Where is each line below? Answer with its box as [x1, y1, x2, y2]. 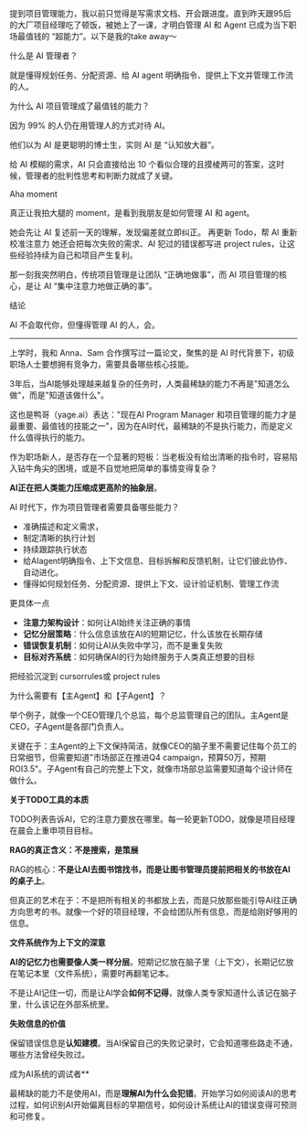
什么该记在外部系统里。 [25, 999, 114, 1009]
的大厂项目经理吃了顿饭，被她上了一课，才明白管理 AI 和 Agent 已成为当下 [9, 19, 290, 30]
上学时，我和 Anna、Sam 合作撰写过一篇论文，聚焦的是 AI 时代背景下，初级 [9, 347, 295, 358]
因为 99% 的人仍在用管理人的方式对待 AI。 [9, 120, 171, 131]
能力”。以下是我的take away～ [63, 31, 178, 41]
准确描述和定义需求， [22, 521, 103, 532]
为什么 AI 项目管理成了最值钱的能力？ [9, 101, 151, 112]
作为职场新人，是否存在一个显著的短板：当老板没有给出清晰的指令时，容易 [9, 452, 290, 462]
